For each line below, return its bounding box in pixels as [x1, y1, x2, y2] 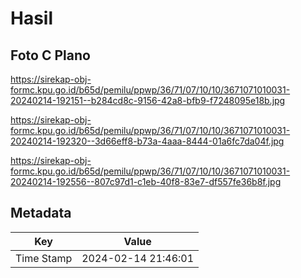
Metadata [10, 205, 72, 222]
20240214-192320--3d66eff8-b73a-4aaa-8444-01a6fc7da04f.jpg [10, 135, 285, 147]
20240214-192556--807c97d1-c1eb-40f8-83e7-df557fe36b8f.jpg [10, 176, 282, 187]
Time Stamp [15, 251, 73, 265]
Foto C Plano [10, 47, 91, 64]
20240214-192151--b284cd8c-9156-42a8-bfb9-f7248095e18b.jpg [10, 95, 286, 106]
